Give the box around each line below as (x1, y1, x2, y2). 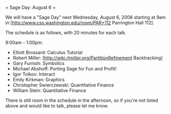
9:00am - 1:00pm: (5, 39, 44, 45)
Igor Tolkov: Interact (12, 71, 55, 77)
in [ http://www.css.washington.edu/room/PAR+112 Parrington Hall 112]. (5, 20, 155, 26)
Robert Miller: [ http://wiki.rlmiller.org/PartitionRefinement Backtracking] (12, 55, 163, 61)
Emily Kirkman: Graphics (12, 77, 65, 82)
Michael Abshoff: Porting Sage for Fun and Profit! (12, 66, 117, 72)
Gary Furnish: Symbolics (12, 60, 65, 66)
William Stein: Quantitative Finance (12, 87, 86, 94)
